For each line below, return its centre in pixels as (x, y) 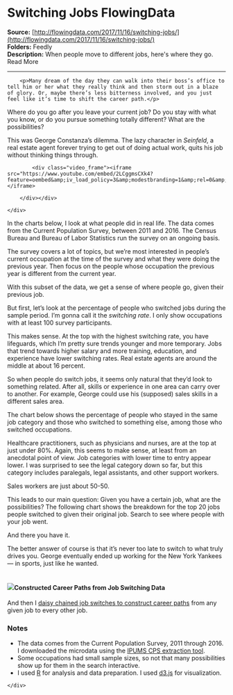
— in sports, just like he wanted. (53, 563)
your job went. (28, 521)
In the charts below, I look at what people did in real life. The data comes (111, 223)
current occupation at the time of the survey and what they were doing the (114, 259)
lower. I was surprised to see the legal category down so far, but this (105, 465)
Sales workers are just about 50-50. (58, 486)
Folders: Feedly (30, 47)
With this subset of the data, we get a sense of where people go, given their (115, 287)
